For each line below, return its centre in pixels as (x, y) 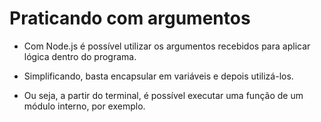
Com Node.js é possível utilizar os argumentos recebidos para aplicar (167, 46)
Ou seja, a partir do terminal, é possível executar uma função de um (163, 95)
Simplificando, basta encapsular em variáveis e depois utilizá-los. (158, 76)
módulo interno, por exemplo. (84, 106)
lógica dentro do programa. (80, 56)
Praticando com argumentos (130, 18)
